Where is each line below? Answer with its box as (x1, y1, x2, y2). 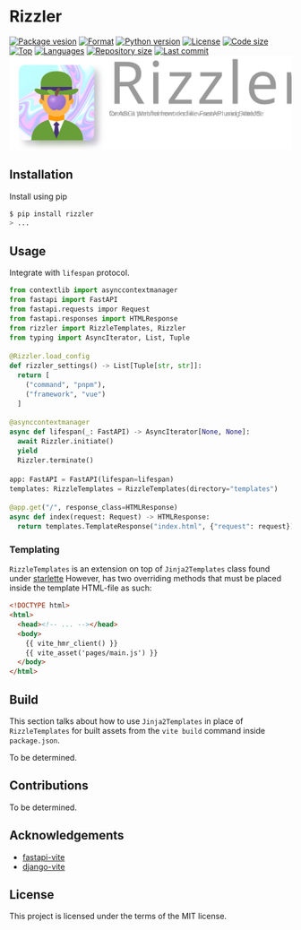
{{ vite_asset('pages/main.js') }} (25, 648, 159, 658)
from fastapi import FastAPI (9, 296, 118, 305)
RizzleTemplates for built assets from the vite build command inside (9, 726, 266, 736)
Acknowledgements (9, 828, 125, 843)
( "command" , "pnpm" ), (25, 380, 106, 389)
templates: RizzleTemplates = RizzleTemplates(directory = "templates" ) (9, 484, 279, 494)
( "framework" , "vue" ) (25, 390, 106, 399)
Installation (9, 168, 73, 183)
